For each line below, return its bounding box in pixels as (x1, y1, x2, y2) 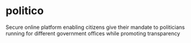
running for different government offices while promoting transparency (5, 29, 180, 37)
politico (5, 4, 44, 18)
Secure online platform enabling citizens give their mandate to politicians (5, 24, 185, 31)
